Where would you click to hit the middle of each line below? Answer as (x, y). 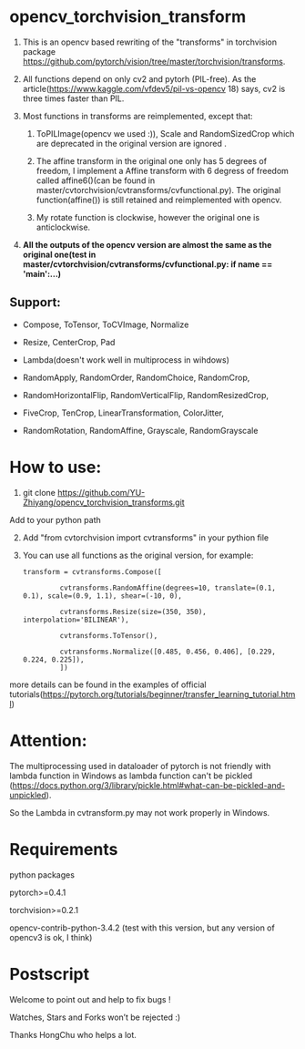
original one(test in (59, 254)
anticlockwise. (63, 227)
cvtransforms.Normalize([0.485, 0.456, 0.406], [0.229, (168, 652)
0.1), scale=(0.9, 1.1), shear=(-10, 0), (102, 596)
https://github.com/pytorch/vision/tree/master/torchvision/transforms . (154, 61)
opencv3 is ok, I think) (51, 937)
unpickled (28, 795)
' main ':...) (42, 273)
